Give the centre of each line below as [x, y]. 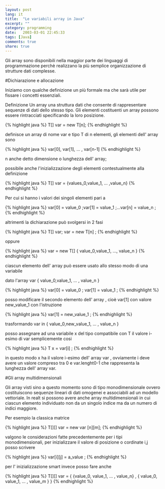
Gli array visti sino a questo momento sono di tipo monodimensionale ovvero [83, 387]
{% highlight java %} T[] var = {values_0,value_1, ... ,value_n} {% [70, 183]
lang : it [14, 14]
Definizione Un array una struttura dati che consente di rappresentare [76, 105]
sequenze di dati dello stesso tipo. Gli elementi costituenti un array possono [82, 110]
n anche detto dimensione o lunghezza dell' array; [56, 159]
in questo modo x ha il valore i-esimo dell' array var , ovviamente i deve [78, 357]
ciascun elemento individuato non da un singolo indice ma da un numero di [81, 403]
